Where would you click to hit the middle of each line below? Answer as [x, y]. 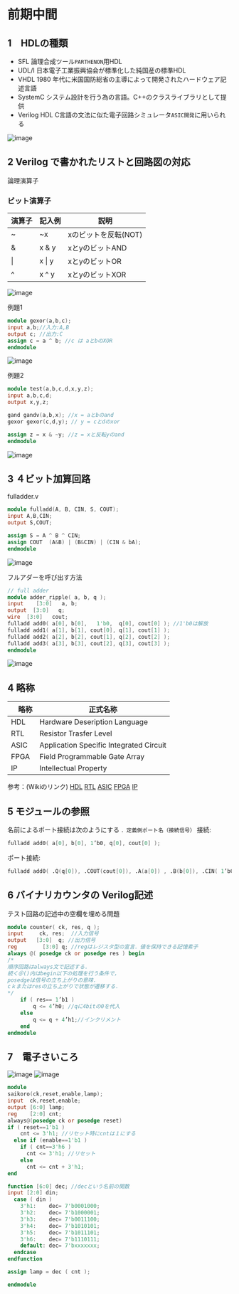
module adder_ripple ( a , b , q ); [57, 597]
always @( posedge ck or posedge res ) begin [76, 954]
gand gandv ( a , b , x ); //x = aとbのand [60, 415]
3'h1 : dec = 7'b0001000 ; [60, 1207]
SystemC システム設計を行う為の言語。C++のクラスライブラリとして [119, 97]
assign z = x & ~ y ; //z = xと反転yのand [66, 435]
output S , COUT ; [30, 523]
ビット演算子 [30, 201]
